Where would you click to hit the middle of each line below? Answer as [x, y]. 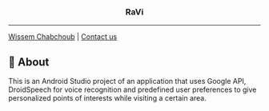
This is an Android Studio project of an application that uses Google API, [127, 81]
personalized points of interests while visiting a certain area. [107, 98]
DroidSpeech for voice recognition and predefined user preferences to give [132, 89]
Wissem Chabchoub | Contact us [63, 37]
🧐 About [29, 62]
